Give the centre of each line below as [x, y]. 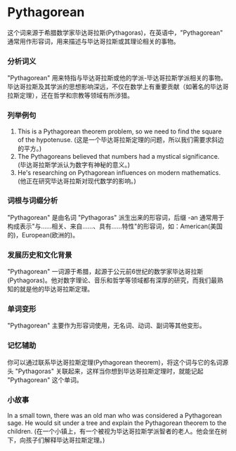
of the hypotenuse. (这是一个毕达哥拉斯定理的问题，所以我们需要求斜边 [120, 139]
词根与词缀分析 [33, 201]
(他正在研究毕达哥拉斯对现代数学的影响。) [77, 181]
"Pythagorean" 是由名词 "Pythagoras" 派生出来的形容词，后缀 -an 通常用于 [116, 217]
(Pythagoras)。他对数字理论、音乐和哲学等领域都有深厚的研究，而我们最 [112, 280]
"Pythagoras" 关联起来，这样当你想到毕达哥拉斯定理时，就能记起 [109, 371]
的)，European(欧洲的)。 [43, 235]
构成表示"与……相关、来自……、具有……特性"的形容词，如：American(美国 [115, 226]
